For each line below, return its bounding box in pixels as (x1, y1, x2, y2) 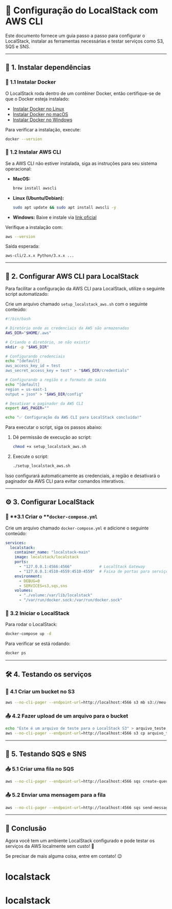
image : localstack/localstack (14, 555, 79, 560)
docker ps (5, 651, 27, 656)
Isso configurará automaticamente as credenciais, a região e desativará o (5, 472, 160, 479)
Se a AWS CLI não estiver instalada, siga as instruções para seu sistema (5, 160, 158, 166)
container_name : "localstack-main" (14, 550, 91, 555)
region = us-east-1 (5, 387, 47, 392)
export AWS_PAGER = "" (5, 406, 50, 411)
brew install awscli (12, 185, 57, 191)
